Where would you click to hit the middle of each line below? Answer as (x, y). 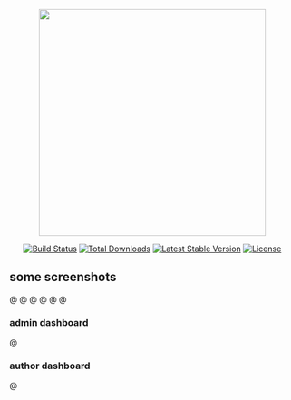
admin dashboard (49, 322)
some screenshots (63, 277)
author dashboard (50, 366)
